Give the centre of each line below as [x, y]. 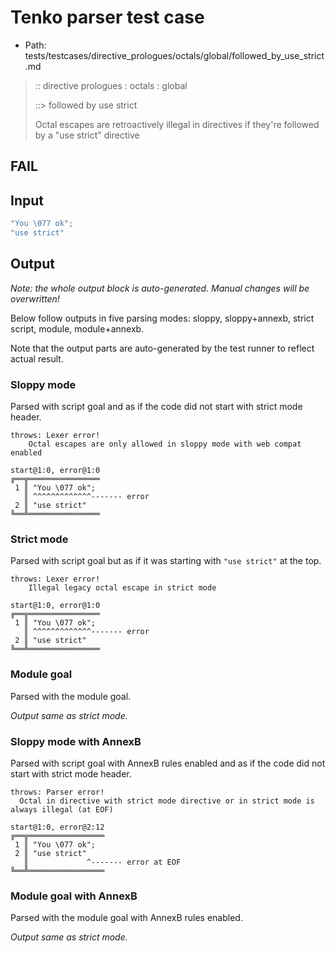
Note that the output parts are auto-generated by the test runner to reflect [162, 348]
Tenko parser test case [107, 17]
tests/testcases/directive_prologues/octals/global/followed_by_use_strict [174, 55]
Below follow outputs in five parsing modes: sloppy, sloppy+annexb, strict [162, 318]
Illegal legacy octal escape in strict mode [122, 588]
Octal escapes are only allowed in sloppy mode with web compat [165, 444]
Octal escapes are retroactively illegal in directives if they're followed [177, 124]
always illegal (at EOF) [62, 809]
